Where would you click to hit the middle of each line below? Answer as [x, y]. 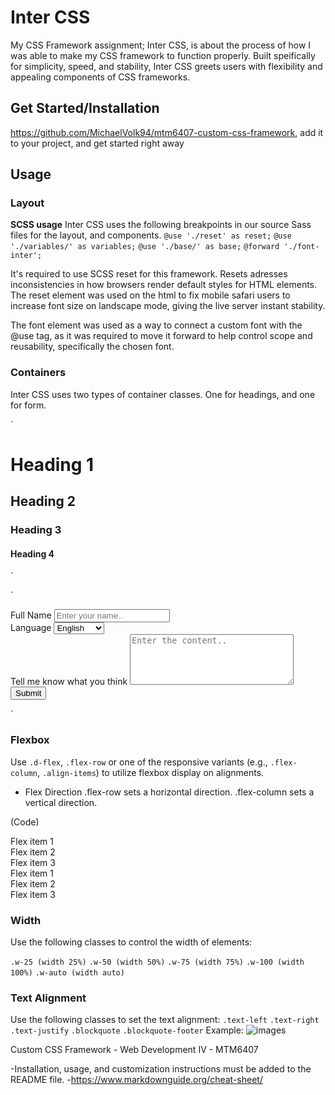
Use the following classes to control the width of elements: [131, 942]
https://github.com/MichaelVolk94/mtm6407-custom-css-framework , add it [167, 132]
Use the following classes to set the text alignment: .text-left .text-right [165, 1020]
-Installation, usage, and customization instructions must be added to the [161, 1069]
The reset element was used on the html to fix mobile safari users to [150, 295]
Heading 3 [36, 530]
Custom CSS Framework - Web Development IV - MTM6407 [134, 1050]
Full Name [31, 615]
